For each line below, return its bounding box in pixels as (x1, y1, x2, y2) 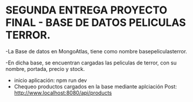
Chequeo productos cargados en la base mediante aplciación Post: (14, 83, 177, 90)
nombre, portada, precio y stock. (5, 65, 85, 72)
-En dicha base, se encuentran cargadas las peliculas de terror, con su (5, 59, 177, 66)
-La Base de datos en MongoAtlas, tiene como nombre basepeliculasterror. (5, 47, 188, 55)
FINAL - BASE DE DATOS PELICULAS (5, 16, 187, 29)
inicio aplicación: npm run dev (14, 77, 87, 84)
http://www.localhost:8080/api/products (14, 89, 112, 96)
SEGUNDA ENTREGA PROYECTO (5, 4, 168, 17)
